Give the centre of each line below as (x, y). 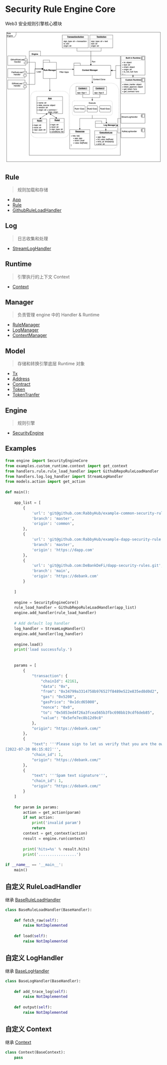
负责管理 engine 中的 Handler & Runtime (58, 315)
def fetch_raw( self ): (36, 920)
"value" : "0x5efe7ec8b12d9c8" (72, 718)
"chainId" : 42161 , (60, 681)
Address (21, 379)
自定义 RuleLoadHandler (43, 887)
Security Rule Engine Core (60, 9)
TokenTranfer (26, 395)
